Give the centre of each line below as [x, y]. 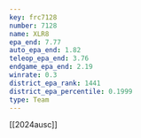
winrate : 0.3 [33, 75]
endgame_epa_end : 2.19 [51, 67]
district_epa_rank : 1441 [55, 83]
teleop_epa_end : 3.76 [49, 58]
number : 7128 [33, 26]
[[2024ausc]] [33, 125]
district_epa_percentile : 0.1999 [71, 91]
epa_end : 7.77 [35, 42]
